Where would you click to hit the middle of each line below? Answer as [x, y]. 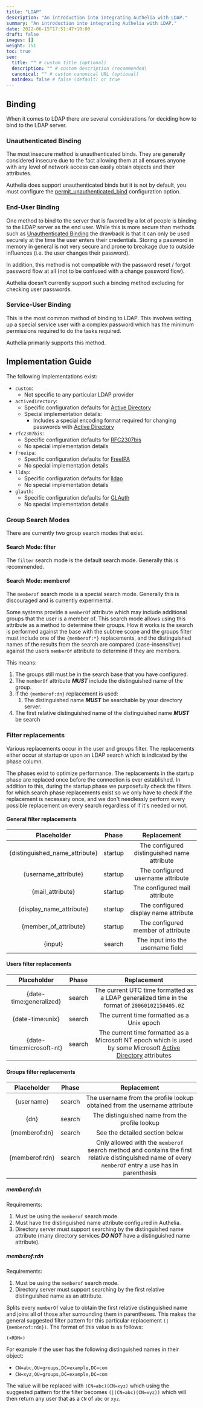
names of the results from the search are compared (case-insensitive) [93, 645]
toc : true [19, 52]
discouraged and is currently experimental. [60, 600]
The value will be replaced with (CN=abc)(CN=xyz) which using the [88, 1386]
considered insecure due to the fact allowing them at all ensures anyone [96, 161]
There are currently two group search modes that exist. [75, 533]
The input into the [162, 940]
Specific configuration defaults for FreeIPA [77, 459]
